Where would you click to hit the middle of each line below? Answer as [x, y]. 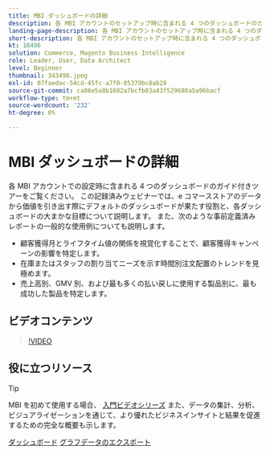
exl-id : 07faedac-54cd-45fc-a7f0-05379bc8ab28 [88, 83]
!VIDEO [40, 341]
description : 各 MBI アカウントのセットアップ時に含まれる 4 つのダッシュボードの [133, 23]
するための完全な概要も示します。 [64, 425]
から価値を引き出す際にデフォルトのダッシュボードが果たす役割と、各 [125, 206]
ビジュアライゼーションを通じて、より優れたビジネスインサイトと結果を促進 [135, 415]
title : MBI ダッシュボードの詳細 [58, 16]
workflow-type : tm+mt [45, 98]
